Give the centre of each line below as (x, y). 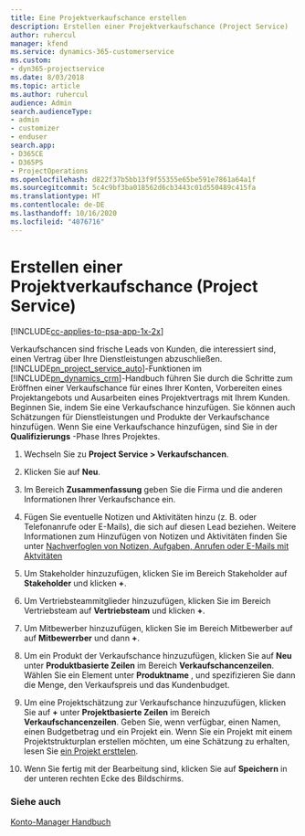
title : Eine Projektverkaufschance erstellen (98, 18)
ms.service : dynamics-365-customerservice (92, 52)
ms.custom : (31, 60)
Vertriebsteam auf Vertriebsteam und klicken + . (114, 610)
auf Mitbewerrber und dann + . (82, 638)
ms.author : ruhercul (50, 94)
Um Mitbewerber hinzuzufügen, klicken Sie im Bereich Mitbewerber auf (158, 628)
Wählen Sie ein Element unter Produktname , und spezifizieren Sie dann (159, 675)
